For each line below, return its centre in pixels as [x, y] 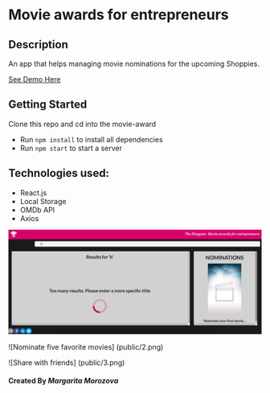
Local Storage [43, 201]
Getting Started [48, 105]
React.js [33, 192]
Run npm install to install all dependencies [91, 139]
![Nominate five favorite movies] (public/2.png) [86, 346]
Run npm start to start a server [71, 148]
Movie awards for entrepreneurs [119, 15]
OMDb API [37, 210]
